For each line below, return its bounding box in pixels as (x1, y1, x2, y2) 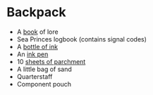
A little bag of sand (16, 65, 72, 73)
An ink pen (16, 50, 49, 58)
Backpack (6, 4, 66, 20)
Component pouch (16, 80, 72, 88)
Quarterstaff (16, 72, 53, 81)
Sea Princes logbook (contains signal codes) (16, 34, 147, 43)
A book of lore (16, 27, 59, 36)
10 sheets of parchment (16, 57, 86, 65)
